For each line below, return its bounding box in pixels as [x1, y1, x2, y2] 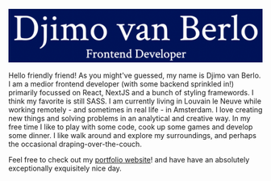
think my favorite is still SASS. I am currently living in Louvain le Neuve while [8, 96, 262, 106]
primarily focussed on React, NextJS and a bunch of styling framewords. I [8, 88, 254, 98]
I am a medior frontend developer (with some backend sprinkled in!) [8, 79, 235, 89]
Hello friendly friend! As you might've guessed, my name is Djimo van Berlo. [8, 70, 261, 81]
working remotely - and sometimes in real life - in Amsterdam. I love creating [8, 105, 263, 115]
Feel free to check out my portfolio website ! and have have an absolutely [8, 155, 250, 165]
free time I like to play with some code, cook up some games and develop [8, 122, 253, 132]
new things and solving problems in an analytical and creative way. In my [8, 114, 251, 124]
